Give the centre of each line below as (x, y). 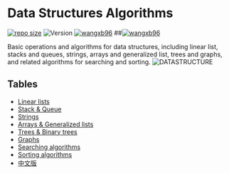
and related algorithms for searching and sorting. (79, 61)
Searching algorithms (49, 147)
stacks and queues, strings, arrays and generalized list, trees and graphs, (115, 54)
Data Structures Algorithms (90, 13)
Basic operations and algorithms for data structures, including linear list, (113, 46)
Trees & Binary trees (47, 132)
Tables (22, 85)
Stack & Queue (39, 109)
